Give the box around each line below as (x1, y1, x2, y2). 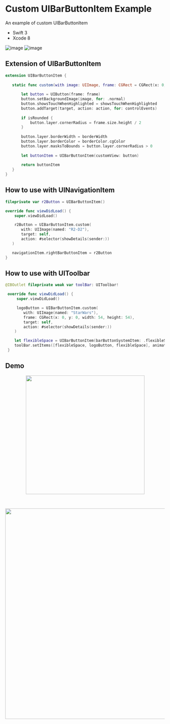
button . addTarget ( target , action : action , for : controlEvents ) (21, 106, 157, 111)
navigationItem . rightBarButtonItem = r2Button (12, 250, 112, 255)
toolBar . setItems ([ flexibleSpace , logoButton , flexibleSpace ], (14, 343, 151, 348)
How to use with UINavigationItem (5, 186, 115, 195)
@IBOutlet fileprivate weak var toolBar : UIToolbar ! (5, 282, 119, 288)
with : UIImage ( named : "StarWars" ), (23, 310, 99, 315)
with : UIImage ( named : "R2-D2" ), (21, 227, 90, 232)
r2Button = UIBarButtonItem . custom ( (14, 222, 92, 227)
